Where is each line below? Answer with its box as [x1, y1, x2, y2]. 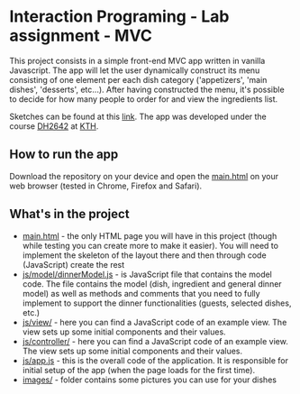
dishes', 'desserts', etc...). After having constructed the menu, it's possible [9, 84, 286, 95]
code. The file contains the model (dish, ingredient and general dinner [22, 278, 282, 289]
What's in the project [9, 206, 130, 222]
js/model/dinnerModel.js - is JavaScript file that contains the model [22, 269, 273, 279]
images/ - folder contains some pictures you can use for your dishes [22, 374, 277, 385]
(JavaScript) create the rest [22, 259, 125, 270]
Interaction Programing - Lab [9, 6, 230, 27]
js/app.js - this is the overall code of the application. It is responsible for [22, 354, 288, 366]
